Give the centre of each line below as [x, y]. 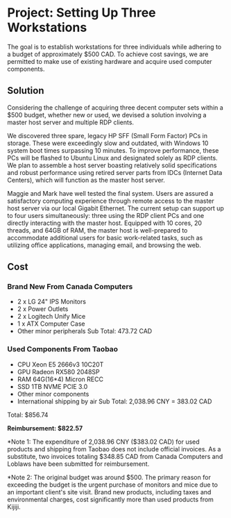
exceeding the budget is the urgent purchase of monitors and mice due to [113, 485]
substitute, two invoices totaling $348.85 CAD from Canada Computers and [115, 456]
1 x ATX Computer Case [51, 324]
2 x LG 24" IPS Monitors [52, 302]
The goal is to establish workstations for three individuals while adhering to [114, 47]
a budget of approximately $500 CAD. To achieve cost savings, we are [108, 54]
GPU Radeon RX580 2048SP [58, 371]
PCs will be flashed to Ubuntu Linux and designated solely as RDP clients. [112, 158]
